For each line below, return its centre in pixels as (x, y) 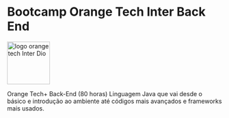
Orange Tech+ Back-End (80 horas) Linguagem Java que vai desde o (105, 93)
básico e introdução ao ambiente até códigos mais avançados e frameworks (114, 101)
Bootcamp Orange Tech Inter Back (107, 12)
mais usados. (26, 108)
